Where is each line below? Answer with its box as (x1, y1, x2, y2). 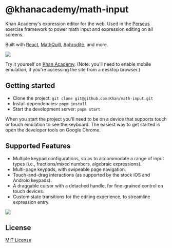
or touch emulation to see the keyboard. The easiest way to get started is (5, 121, 160, 127)
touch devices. (12, 188, 45, 194)
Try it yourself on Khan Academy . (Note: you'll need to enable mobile (5, 61, 151, 67)
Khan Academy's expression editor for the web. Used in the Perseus (5, 21, 150, 27)
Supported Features (5, 142, 71, 150)
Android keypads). (12, 177, 52, 183)
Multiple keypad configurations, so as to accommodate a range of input (12, 155, 164, 161)
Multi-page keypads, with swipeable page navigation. (12, 166, 126, 173)
